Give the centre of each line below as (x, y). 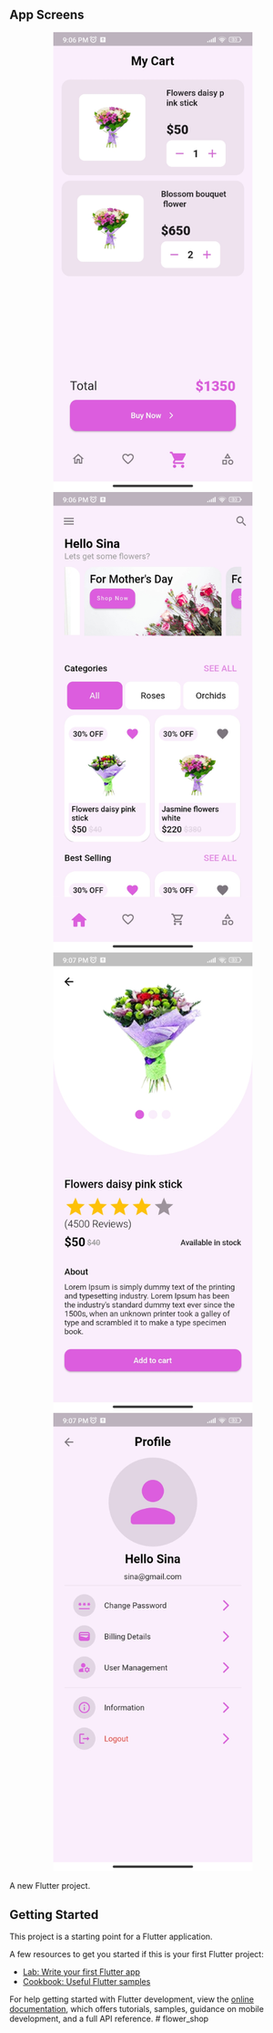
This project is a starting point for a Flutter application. (111, 1936)
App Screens (47, 15)
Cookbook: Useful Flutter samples (86, 1981)
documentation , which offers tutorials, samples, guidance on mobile (136, 2008)
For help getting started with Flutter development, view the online (132, 1999)
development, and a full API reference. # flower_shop (109, 2018)
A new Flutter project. (50, 1886)
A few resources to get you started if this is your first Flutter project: (136, 1954)
